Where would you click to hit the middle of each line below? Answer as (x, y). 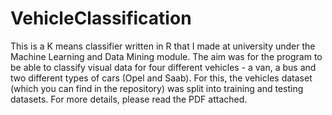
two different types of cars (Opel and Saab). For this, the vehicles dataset (161, 78)
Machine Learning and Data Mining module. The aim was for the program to (166, 56)
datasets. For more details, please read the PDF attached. (129, 99)
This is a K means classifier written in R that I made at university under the (163, 46)
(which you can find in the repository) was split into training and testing (157, 88)
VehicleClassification (101, 18)
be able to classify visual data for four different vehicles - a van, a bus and (163, 67)
